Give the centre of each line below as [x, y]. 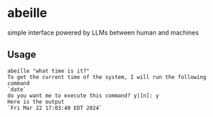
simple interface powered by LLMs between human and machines [103, 32]
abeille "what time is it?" [49, 71]
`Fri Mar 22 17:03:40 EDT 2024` [55, 108]
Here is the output [36, 101]
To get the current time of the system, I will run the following [107, 77]
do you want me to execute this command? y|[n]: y [83, 96]
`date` [17, 90]
